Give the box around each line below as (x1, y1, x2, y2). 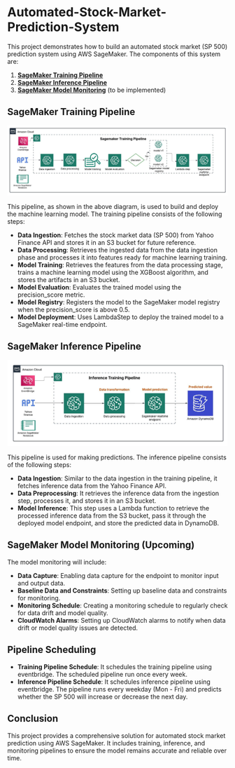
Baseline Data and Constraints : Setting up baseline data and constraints (17, 586, 227, 595)
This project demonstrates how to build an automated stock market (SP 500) (7, 42, 228, 50)
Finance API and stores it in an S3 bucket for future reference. (17, 238, 197, 246)
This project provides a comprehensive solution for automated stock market (7, 731, 226, 740)
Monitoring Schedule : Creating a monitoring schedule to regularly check (17, 601, 228, 609)
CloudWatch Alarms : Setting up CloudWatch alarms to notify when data (17, 616, 226, 624)
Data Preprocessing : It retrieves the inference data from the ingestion (17, 489, 220, 498)
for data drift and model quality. (17, 608, 108, 617)
